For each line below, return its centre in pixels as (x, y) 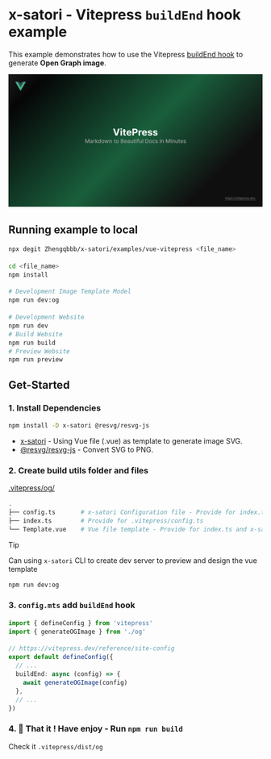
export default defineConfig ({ (61, 657)
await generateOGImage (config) (75, 682)
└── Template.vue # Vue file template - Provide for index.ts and (128, 529)
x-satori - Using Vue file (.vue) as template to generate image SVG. (131, 440)
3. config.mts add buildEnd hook (72, 605)
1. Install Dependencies (55, 407)
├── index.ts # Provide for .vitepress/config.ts (106, 521)
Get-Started (39, 385)
